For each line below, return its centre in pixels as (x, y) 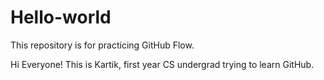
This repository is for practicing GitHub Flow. (102, 45)
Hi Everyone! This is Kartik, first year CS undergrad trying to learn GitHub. (162, 64)
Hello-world (61, 17)
